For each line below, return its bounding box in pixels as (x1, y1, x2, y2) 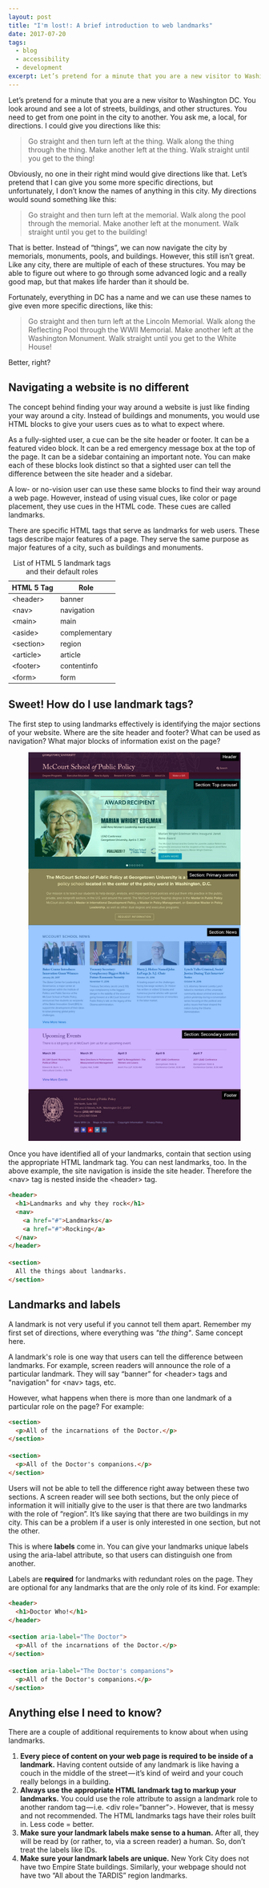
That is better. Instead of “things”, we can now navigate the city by (8, 242, 227, 252)
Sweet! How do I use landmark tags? (8, 698, 194, 712)
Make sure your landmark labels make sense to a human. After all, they (19, 1828, 259, 1837)
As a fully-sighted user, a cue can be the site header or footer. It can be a (8, 434, 250, 445)
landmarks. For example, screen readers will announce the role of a (8, 1360, 231, 1370)
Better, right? (8, 357, 51, 367)
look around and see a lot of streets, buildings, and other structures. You (8, 104, 247, 113)
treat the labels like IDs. (19, 1845, 98, 1855)
